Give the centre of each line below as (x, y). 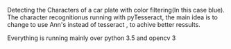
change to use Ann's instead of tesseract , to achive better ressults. (104, 24)
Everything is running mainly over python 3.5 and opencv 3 (92, 38)
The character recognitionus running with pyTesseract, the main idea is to (113, 17)
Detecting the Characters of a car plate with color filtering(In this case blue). (116, 10)
